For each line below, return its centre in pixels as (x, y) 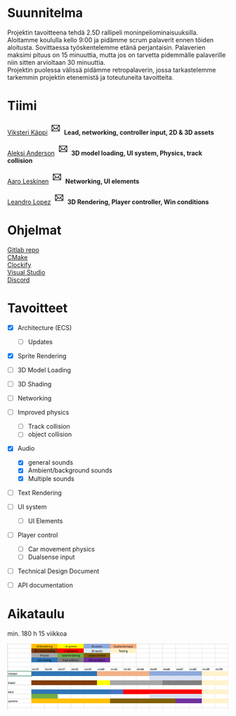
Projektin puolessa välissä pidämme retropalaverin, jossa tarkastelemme (112, 70)
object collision (50, 434)
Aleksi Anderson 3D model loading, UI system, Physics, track (105, 153)
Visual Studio (26, 272)
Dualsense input (51, 557)
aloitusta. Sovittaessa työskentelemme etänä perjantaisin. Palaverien (106, 47)
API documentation (45, 585)
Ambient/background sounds (70, 470)
